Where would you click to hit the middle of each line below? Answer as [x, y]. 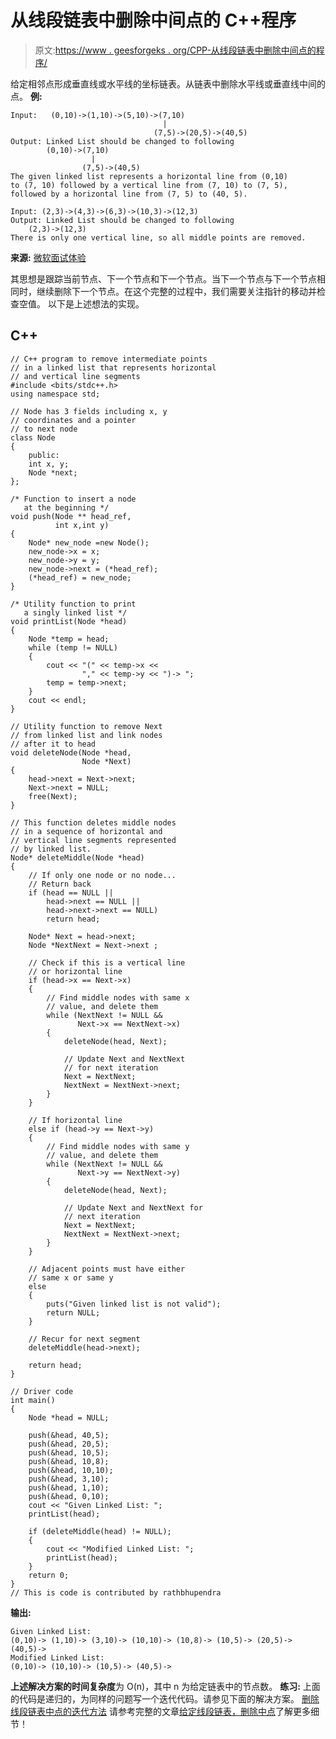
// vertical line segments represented [93, 840]
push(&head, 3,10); [69, 1479]
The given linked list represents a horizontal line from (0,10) [149, 176]
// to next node [44, 429]
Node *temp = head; [69, 639]
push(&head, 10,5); [69, 1452]
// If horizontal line [75, 1120]
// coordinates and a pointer [73, 420]
